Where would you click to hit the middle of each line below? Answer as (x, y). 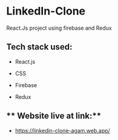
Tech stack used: (39, 47)
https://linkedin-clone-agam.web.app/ (62, 130)
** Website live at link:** (54, 116)
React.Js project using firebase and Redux (59, 28)
